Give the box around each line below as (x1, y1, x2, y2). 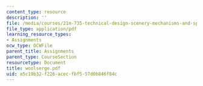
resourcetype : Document (6, 59, 66, 65)
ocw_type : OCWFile (6, 43, 53, 49)
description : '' (6, 15, 47, 21)
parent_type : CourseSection (6, 54, 77, 60)
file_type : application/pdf (6, 25, 77, 32)
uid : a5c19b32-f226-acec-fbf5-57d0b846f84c (6, 71, 118, 77)
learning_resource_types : (6, 31, 71, 38)
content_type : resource (6, 8, 66, 15)
